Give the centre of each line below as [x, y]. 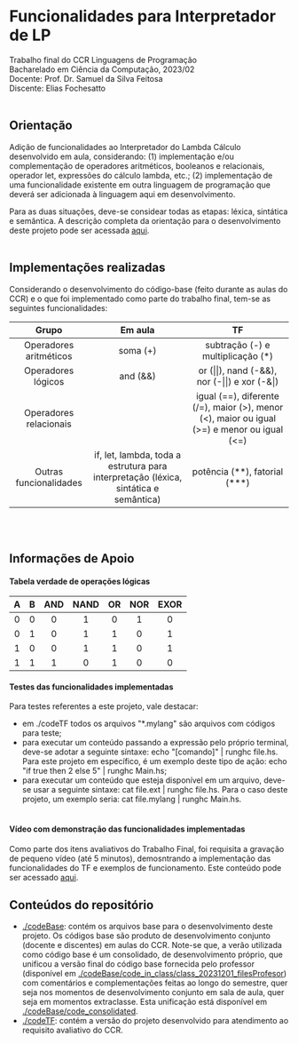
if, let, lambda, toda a [138, 455]
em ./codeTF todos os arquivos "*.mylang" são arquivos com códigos [149, 724]
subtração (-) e [238, 345]
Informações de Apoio [72, 558]
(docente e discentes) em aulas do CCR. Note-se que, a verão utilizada [152, 945]
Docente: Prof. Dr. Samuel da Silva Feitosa [86, 78]
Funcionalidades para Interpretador [143, 16]
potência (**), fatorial [238, 471]
